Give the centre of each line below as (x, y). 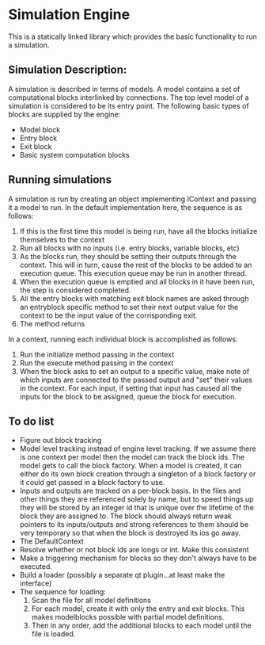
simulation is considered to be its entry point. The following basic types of (129, 105)
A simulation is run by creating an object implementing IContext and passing (132, 199)
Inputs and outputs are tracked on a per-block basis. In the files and (130, 491)
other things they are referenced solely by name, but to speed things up (137, 499)
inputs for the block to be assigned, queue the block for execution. (128, 396)
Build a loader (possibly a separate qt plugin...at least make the (122, 575)
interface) (36, 583)
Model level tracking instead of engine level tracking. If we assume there (138, 448)
